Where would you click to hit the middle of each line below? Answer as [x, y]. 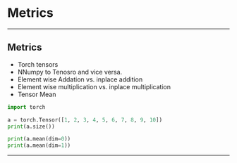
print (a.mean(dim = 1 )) [39, 145]
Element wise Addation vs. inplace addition [80, 79]
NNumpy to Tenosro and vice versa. [70, 72]
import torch [26, 107]
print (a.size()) [31, 126]
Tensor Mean [37, 94]
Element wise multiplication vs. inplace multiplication [94, 86]
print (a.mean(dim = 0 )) [39, 139]
